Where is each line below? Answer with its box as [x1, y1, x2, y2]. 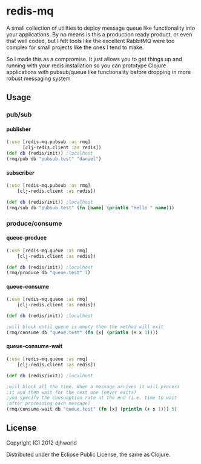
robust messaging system [6, 75, 71, 82]
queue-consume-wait [6, 343, 63, 350]
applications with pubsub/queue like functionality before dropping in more [6, 68, 191, 75]
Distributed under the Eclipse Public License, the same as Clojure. [6, 451, 171, 458]
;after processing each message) [6, 400, 91, 407]
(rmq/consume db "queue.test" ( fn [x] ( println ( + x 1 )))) [6, 329, 159, 335]
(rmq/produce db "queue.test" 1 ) [6, 270, 91, 276]
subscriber [6, 169, 35, 177]
